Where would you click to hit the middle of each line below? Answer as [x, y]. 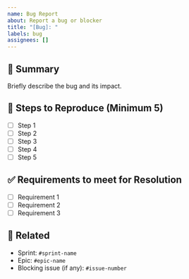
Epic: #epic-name [41, 260]
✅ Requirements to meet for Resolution [94, 180]
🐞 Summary [33, 69]
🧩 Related [29, 235]
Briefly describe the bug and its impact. [65, 86]
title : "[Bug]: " [33, 27]
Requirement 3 [39, 213]
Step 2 [27, 133]
